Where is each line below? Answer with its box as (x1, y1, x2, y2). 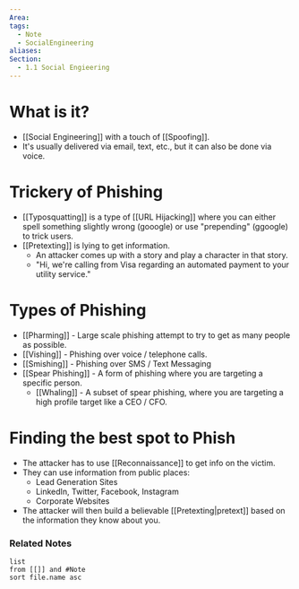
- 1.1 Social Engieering (17, 64, 110, 73)
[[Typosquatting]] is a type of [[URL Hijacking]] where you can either (21, 212, 277, 222)
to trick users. (21, 230, 74, 241)
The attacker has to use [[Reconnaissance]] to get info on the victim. (21, 457, 276, 468)
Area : (9, 13, 30, 22)
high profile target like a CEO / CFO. (35, 396, 167, 407)
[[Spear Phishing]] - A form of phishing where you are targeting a (21, 368, 264, 378)
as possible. (21, 339, 67, 350)
